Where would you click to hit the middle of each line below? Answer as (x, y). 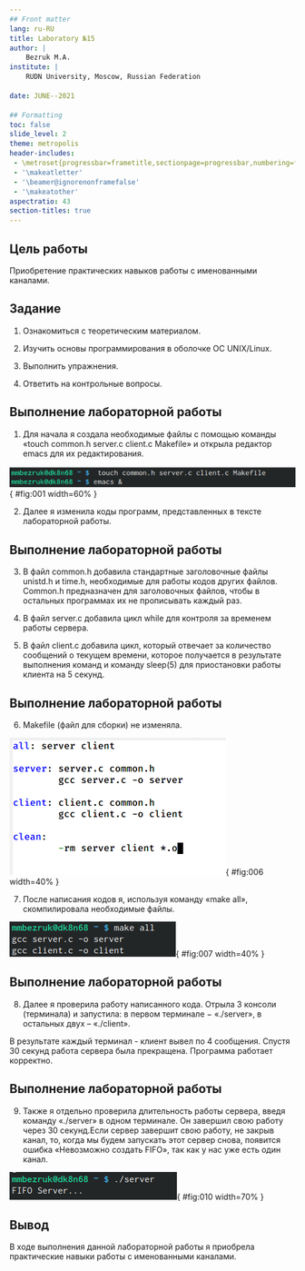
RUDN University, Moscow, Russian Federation (113, 77)
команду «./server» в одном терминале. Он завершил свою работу (153, 1120)
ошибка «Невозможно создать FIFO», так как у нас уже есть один (152, 1149)
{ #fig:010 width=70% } (221, 1197)
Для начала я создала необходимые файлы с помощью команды (149, 434)
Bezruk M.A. (48, 58)
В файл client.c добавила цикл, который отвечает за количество (147, 646)
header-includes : (42, 154)
